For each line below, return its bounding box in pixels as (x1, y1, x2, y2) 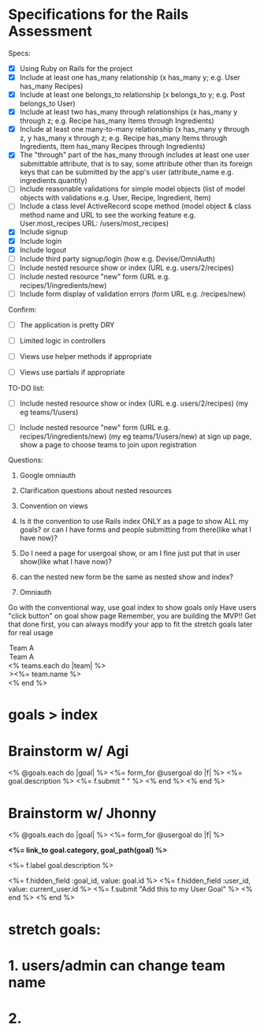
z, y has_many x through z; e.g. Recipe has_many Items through (19, 133, 228, 143)
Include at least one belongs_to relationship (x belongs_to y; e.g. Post (19, 90, 245, 99)
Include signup (19, 227, 69, 237)
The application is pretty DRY (19, 320, 115, 329)
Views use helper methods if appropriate (19, 352, 152, 361)
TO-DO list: (8, 383, 45, 393)
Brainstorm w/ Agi (8, 742, 129, 760)
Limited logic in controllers (19, 335, 106, 345)
